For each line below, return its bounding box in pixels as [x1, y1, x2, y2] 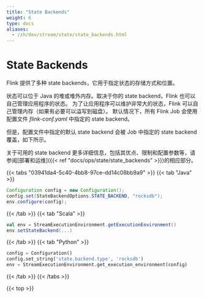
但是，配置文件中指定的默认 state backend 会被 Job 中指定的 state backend [6, 128, 197, 136]
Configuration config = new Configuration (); [6, 188, 124, 194]
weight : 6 [6, 15, 32, 21]
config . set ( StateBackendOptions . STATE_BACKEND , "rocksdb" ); [6, 193, 164, 199]
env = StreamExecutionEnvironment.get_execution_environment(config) [6, 262, 188, 268]
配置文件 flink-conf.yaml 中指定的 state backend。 [6, 115, 133, 123]
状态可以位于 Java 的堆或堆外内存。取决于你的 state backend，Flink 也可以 [6, 93, 196, 100]
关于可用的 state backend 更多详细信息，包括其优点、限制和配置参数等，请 [6, 149, 196, 156]
